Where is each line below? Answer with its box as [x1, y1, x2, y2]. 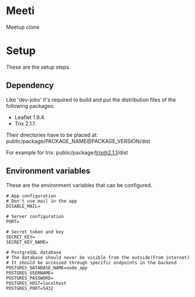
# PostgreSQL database [6, 249, 61, 255]
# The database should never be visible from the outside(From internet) [6, 254, 190, 261]
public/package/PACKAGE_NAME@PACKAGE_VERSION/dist [6, 137, 150, 144]
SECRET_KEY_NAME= [6, 239, 49, 245]
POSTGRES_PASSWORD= [6, 275, 54, 281]
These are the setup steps [6, 63, 69, 70]
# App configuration [6, 193, 57, 199]
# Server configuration [6, 213, 64, 220]
